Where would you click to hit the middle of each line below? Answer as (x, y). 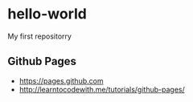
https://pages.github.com (61, 80)
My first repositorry (39, 36)
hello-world (47, 14)
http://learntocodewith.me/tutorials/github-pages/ (102, 89)
